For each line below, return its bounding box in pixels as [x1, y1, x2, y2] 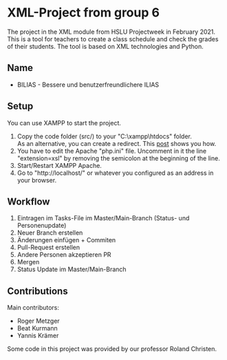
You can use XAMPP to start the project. [7, 118, 122, 127]
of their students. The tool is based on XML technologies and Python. [7, 42, 204, 50]
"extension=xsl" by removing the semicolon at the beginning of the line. [17, 153, 220, 162]
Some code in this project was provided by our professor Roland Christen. [7, 345, 217, 353]
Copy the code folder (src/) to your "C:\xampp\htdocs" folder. [17, 132, 193, 140]
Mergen [17, 258, 40, 266]
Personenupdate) [17, 222, 67, 230]
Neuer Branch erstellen [17, 229, 83, 237]
